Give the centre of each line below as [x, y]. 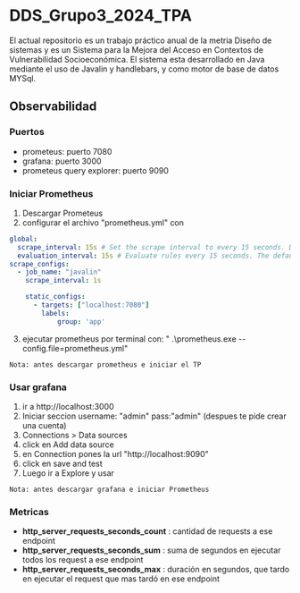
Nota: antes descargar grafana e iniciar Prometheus [109, 489]
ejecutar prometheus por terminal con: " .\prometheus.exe [129, 339]
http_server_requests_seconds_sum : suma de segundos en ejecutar [151, 550]
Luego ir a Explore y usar [68, 473]
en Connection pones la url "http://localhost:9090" [116, 453]
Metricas [29, 512]
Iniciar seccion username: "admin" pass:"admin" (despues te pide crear [154, 416]
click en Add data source [68, 445]
